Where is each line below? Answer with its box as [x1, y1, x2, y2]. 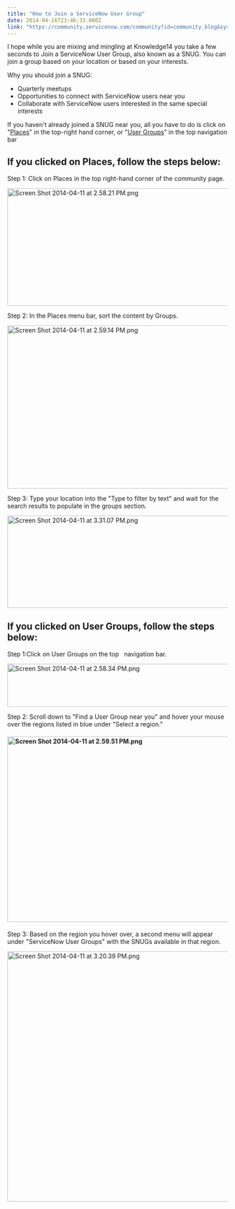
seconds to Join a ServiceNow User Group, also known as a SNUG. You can [7, 50, 227, 58]
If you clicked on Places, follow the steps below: [7, 156, 221, 168]
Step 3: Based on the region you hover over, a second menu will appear [7, 930, 213, 938]
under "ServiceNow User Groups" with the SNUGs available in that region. [7, 938, 221, 946]
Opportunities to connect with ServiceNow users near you [17, 92, 185, 100]
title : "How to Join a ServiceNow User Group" [7, 10, 145, 18]
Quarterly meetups [17, 85, 72, 93]
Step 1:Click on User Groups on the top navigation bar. [7, 650, 167, 658]
